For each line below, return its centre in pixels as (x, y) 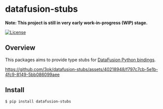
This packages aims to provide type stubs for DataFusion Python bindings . (81, 60)
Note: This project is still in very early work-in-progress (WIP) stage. (76, 23)
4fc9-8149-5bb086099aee (32, 74)
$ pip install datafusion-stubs (38, 101)
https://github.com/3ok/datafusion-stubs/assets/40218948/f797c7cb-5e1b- (81, 69)
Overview (20, 48)
